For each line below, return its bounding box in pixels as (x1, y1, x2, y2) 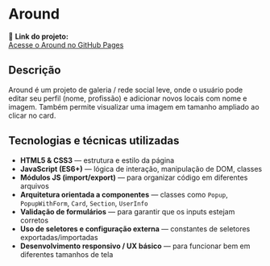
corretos (19, 215, 49, 225)
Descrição (8, 64, 61, 77)
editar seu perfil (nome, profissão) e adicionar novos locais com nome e (8, 94, 247, 103)
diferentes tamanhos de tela (19, 249, 114, 259)
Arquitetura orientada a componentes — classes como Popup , (19, 189, 228, 199)
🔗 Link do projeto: (8, 31, 69, 41)
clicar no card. (8, 110, 56, 120)
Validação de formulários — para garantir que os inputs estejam (19, 206, 235, 216)
